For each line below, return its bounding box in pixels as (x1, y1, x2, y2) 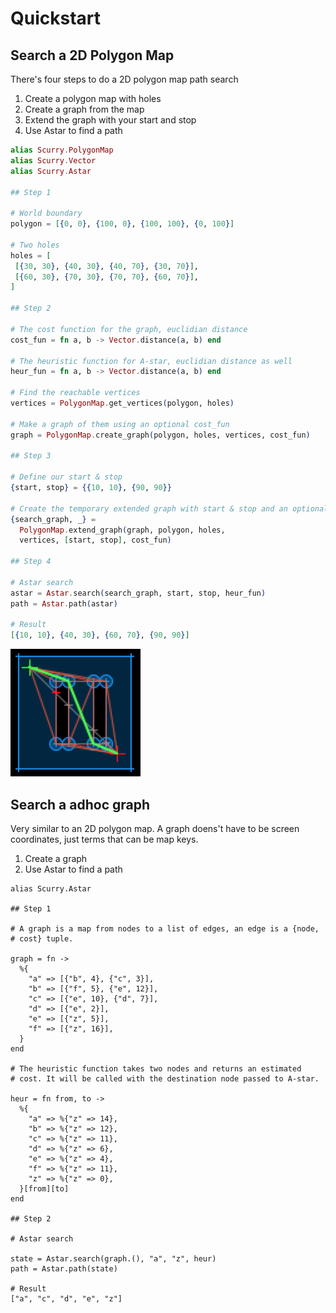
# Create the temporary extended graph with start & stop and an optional (10, 503, 329, 514)
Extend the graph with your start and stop (24, 114, 197, 126)
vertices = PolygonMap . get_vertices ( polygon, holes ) (10, 398, 235, 408)
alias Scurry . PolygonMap (10, 145, 114, 155)
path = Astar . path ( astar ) (10, 598, 118, 609)
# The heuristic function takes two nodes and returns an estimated (10, 1063, 302, 1074)
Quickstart (10, 7, 102, 30)
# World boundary (10, 208, 83, 219)
